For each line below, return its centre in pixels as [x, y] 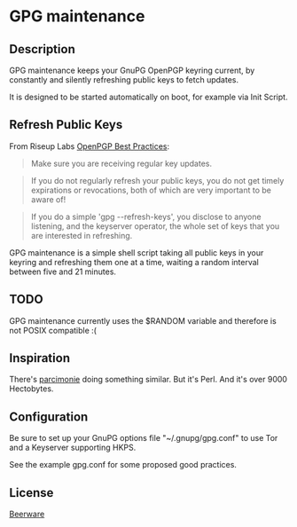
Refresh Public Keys [66, 125]
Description [42, 49]
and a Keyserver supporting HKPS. [73, 448]
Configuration [49, 417]
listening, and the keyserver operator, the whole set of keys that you [155, 226]
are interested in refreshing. [82, 235]
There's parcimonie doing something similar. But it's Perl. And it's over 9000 [148, 380]
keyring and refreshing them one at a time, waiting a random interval [134, 262]
